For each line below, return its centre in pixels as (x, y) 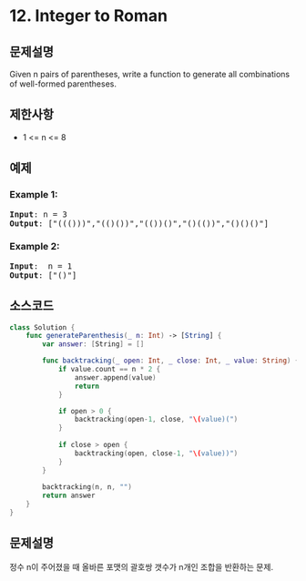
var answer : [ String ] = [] (93, 344)
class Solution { (42, 327)
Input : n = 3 (39, 214)
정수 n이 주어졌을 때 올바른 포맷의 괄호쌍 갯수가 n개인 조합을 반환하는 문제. (142, 566)
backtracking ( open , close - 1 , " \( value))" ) (156, 453)
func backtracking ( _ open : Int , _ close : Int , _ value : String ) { (171, 361)
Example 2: (35, 247)
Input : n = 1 (41, 266)
